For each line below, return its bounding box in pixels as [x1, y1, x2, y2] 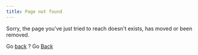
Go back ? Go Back [6, 43, 54, 50]
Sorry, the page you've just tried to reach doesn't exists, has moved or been [6, 25, 193, 32]
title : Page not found [6, 8, 62, 15]
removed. [6, 31, 30, 38]
